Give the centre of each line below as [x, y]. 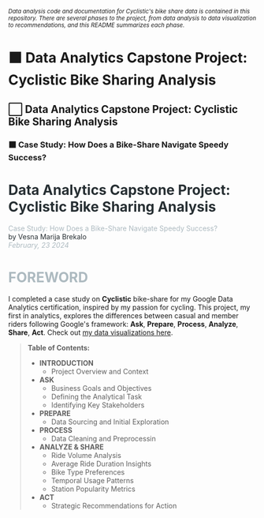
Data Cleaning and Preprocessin [103, 439]
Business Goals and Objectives [101, 388]
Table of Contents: [59, 348]
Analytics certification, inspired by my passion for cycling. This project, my [129, 307]
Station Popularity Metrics [93, 489]
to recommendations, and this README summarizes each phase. [97, 25]
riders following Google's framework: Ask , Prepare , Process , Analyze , [123, 325]
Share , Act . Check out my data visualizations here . [91, 332]
